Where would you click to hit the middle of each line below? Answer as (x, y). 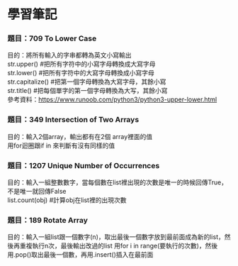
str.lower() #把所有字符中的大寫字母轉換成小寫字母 (81, 73)
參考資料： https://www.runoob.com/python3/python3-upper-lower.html (112, 99)
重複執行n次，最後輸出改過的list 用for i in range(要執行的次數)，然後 (119, 246)
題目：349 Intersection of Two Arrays (73, 120)
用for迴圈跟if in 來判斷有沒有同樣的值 (61, 145)
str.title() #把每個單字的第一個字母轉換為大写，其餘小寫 (87, 91)
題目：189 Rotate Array (48, 220)
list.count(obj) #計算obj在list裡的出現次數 (67, 200)
